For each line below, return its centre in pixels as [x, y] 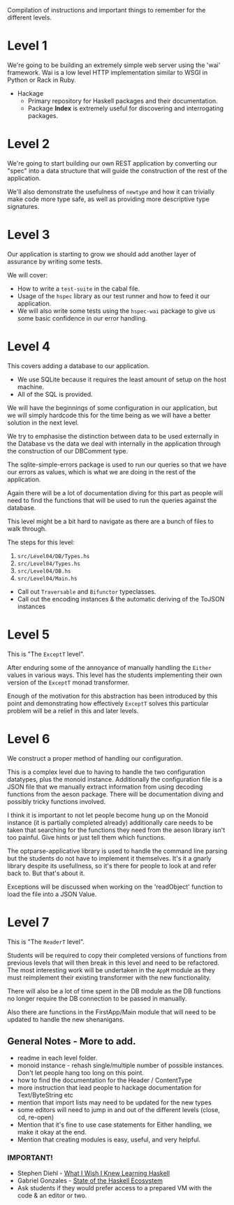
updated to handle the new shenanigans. [66, 1019]
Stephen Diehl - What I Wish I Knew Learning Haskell [93, 1173]
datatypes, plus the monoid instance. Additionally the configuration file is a [115, 779]
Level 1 [27, 46]
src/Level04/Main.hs [47, 578]
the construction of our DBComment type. [67, 451]
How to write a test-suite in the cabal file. [79, 289]
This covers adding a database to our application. [79, 365]
